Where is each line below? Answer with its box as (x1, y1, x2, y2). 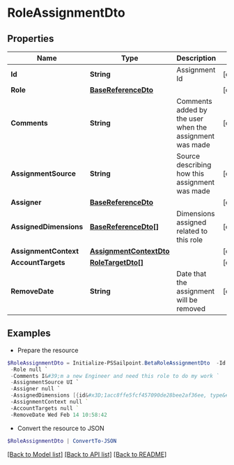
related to (176, 227, 208, 236)
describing (176, 160, 212, 169)
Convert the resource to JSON (17, 424, 104, 432)
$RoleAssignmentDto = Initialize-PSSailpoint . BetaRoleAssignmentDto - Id (7, 359, 226, 367)
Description (176, 54, 217, 63)
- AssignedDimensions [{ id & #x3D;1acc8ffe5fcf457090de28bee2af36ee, (10, 392, 208, 399)
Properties (7, 33, 54, 45)
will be (176, 295, 198, 305)
